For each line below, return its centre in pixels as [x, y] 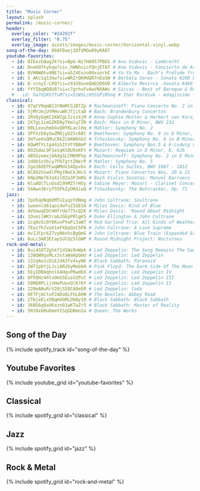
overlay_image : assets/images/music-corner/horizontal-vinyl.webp [96, 45]
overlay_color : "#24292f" [44, 34]
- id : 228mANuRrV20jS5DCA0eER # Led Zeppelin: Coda [77, 289]
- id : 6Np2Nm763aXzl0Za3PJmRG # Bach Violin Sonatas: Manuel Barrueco [101, 178]
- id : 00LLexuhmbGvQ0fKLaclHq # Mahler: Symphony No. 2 [82, 128]
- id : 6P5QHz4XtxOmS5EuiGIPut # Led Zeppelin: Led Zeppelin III [93, 278]
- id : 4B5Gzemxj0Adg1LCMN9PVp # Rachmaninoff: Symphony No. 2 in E [97, 156]
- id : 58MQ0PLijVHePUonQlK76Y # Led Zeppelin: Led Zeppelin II [91, 283]
